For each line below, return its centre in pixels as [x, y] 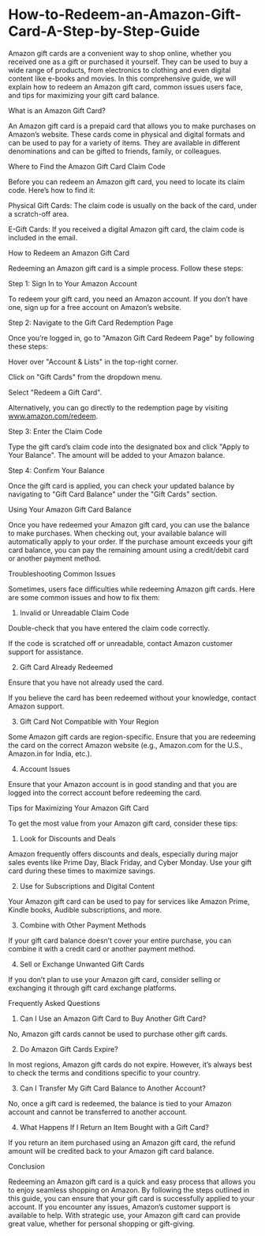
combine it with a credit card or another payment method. [102, 949]
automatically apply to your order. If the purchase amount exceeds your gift [131, 541]
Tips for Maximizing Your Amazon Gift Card [78, 807]
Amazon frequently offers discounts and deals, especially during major [123, 854]
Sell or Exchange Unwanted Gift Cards [82, 964]
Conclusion [27, 1166]
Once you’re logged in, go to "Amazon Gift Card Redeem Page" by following [131, 338]
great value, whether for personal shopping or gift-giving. [102, 1223]
